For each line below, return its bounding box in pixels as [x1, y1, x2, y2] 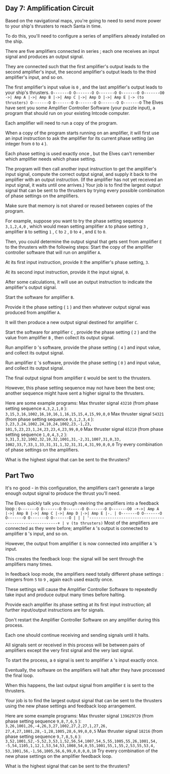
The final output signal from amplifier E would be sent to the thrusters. [5, 375, 151, 381]
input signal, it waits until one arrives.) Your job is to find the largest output [5, 182, 161, 188]
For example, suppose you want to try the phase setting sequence [5, 218, 144, 224]
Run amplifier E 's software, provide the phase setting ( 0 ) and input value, [5, 360, 161, 366]
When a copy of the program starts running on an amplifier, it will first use [5, 130, 159, 136]
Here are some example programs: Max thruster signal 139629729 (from [5, 712, 154, 719]
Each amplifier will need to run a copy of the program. [5, 120, 118, 126]
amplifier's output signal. [5, 284, 57, 290]
